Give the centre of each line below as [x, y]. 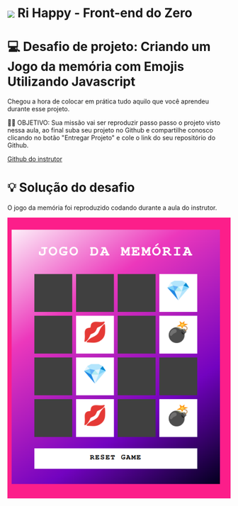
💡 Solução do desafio [71, 187]
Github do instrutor [35, 159]
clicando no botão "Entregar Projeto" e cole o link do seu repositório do [112, 138]
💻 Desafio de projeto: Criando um [109, 47]
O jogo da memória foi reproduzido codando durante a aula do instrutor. [112, 208]
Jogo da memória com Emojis [96, 67]
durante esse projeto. [39, 109]
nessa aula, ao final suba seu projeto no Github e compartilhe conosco [110, 130]
